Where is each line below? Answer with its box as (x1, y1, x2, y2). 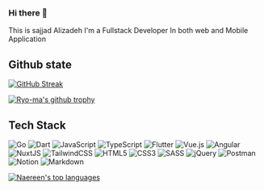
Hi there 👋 (8, 7, 48, 19)
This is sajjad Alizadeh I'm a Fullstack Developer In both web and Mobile (8, 26, 249, 36)
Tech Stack (8, 118, 66, 132)
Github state (8, 57, 73, 71)
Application (8, 34, 47, 44)
